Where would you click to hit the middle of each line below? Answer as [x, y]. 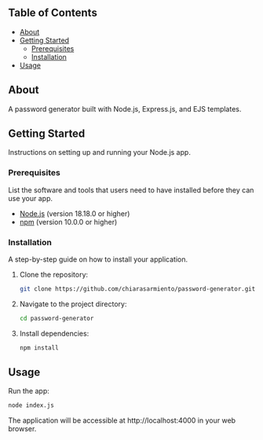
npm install [39, 348]
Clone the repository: [54, 275]
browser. [22, 429]
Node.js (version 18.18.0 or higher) [75, 213]
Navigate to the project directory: [73, 304]
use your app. [31, 198]
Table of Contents [53, 13]
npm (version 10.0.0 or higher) [68, 222]
